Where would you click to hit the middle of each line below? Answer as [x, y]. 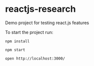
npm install [17, 41]
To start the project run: [29, 32]
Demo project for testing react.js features [47, 23]
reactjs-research [41, 9]
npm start [15, 50]
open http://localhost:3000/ [35, 58]
